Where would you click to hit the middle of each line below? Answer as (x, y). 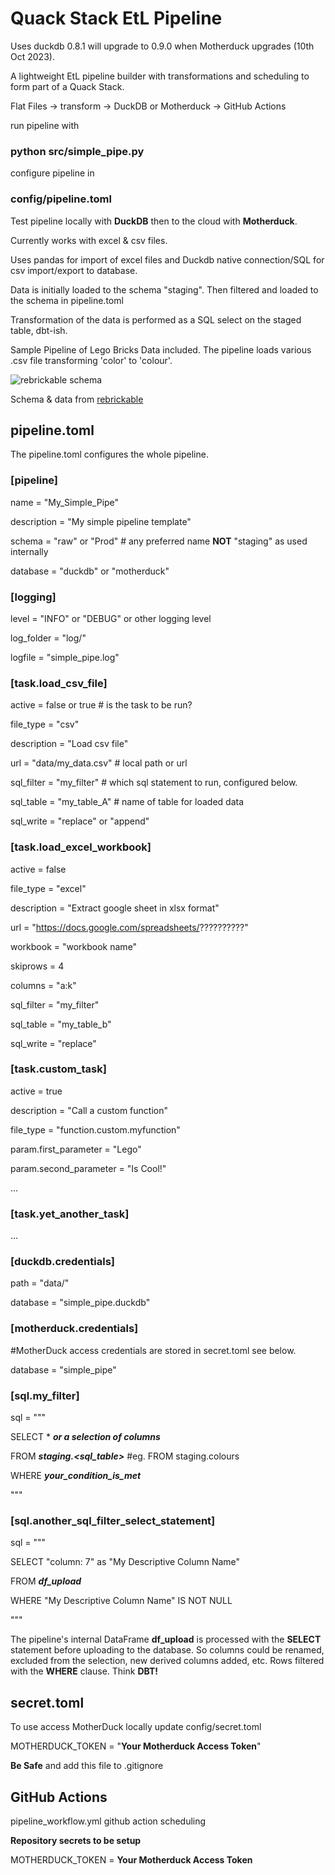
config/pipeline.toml (61, 199)
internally (29, 551)
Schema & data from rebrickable (77, 399)
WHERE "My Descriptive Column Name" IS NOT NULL (121, 1601)
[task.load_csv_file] (59, 683)
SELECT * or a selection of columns (85, 1437)
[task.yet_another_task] (70, 1214)
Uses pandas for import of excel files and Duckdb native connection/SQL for (167, 259)
